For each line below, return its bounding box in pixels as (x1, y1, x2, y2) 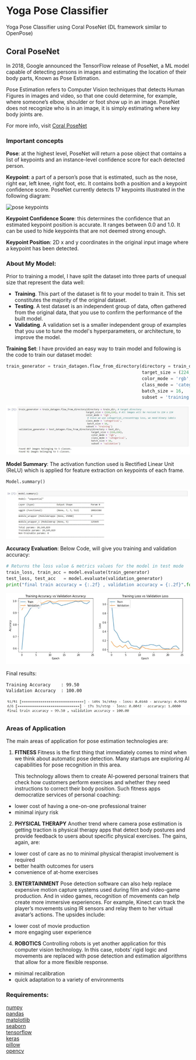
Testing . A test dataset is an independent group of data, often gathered (14, 303, 187, 310)
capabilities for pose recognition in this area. (14, 761, 122, 768)
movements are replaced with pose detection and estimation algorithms (14, 952, 187, 959)
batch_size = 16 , (142, 388, 184, 394)
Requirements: (6, 991, 49, 999)
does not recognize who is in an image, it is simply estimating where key (6, 104, 180, 112)
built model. (14, 315, 43, 322)
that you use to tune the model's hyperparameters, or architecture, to (14, 327, 181, 334)
